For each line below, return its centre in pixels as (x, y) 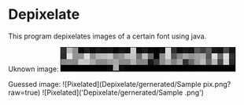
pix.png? (217, 84)
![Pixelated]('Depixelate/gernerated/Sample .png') (123, 92)
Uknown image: (33, 69)
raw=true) (24, 92)
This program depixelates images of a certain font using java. (107, 36)
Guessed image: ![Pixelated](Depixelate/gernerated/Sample (105, 84)
